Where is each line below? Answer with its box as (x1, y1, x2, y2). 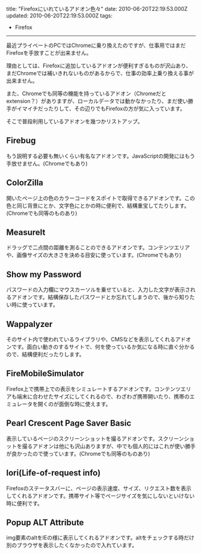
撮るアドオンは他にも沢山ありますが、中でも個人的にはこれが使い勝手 (22, 442, 196, 450)
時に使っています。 (11, 301, 58, 308)
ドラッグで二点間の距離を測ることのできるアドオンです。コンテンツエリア (6, 244, 191, 251)
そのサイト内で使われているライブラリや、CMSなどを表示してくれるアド (6, 336, 186, 343)
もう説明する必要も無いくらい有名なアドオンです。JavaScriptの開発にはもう (6, 152, 195, 160)
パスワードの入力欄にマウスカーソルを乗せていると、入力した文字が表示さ (6, 286, 191, 293)
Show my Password (6, 269, 82, 279)
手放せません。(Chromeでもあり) (6, 160, 88, 167)
